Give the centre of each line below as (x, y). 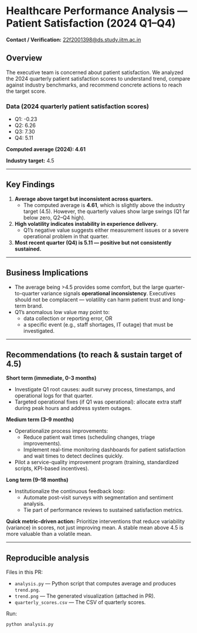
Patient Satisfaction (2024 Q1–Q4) (91, 23)
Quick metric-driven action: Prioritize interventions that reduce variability (96, 521)
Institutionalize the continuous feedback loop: (69, 491)
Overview (24, 58)
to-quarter (27, 293)
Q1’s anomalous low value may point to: (62, 312)
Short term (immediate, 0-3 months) (51, 378)
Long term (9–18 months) (37, 480)
